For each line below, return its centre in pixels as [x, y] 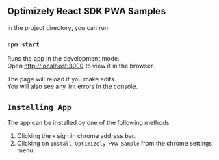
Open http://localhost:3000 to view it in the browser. [81, 66]
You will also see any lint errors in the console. [73, 86]
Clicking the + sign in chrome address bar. [76, 135]
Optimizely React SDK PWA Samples [87, 11]
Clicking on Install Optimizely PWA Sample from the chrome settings [115, 143]
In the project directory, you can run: [59, 27]
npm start [23, 44]
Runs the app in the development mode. [63, 59]
